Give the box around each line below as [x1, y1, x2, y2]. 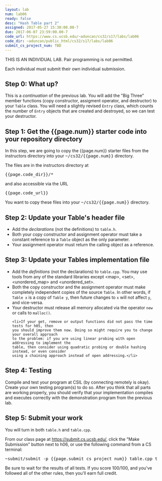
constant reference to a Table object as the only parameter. [12, 237, 130, 242]
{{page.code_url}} [5, 190, 49, 196]
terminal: [5, 447, 23, 452]
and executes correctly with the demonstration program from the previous [5, 395, 152, 401]
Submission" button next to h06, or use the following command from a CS [5, 441, 152, 447]
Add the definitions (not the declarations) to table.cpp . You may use [12, 269, 148, 274]
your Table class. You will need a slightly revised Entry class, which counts [5, 103, 153, 109]
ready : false [5, 16, 31, 21]
